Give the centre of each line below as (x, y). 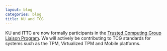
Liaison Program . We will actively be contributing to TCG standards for (78, 38)
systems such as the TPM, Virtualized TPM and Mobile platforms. (73, 44)
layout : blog (19, 10)
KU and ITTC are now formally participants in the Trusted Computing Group (83, 33)
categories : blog (23, 14)
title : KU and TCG (24, 19)
